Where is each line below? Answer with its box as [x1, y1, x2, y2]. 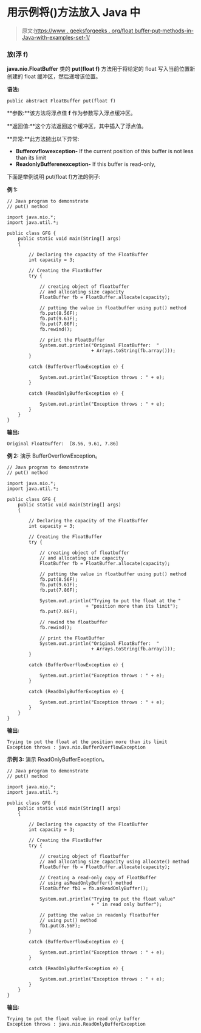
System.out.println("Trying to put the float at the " [39, 598, 182, 604]
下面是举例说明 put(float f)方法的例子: [7, 173, 101, 181]
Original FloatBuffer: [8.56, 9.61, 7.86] [7, 441, 119, 447]
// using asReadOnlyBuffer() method [39, 880, 132, 887]
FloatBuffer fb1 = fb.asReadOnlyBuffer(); [39, 885, 149, 891]
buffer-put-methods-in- [134, 27, 194, 34]
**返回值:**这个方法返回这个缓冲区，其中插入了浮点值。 [7, 123, 148, 130]
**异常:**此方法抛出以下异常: [7, 135, 80, 143]
